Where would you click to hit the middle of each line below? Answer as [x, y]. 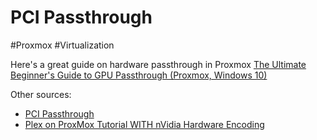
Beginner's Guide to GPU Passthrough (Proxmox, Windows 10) [139, 75]
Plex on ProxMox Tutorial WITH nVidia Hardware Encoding [144, 124]
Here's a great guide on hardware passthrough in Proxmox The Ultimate [158, 64]
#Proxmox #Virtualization [62, 45]
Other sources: [41, 94]
